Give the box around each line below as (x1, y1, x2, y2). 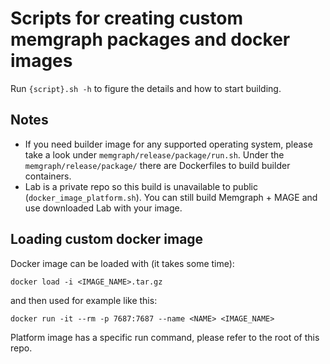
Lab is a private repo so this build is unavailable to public (24, 180, 258, 192)
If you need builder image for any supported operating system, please (24, 138, 313, 150)
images (10, 50, 73, 72)
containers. (24, 170, 72, 182)
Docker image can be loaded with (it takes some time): (10, 257, 235, 269)
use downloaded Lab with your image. (24, 202, 183, 214)
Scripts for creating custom (10, 7, 243, 30)
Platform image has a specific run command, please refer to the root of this (10, 331, 320, 343)
